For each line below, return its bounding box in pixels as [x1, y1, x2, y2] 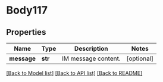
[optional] [126, 54, 154, 63]
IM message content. [61, 54, 121, 63]
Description [74, 45, 108, 53]
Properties [6, 27, 46, 37]
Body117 [6, 4, 48, 17]
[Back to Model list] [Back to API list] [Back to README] [6, 70, 143, 77]
